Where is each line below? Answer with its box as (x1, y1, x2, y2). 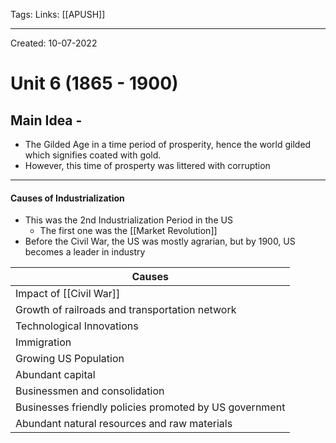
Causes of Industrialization (10, 192, 125, 204)
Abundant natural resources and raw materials (15, 417, 233, 431)
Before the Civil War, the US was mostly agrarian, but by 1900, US (24, 235, 296, 248)
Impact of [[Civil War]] (15, 287, 121, 301)
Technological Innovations (15, 319, 139, 333)
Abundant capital (15, 368, 96, 382)
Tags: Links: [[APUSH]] (10, 9, 106, 20)
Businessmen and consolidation (15, 384, 165, 398)
